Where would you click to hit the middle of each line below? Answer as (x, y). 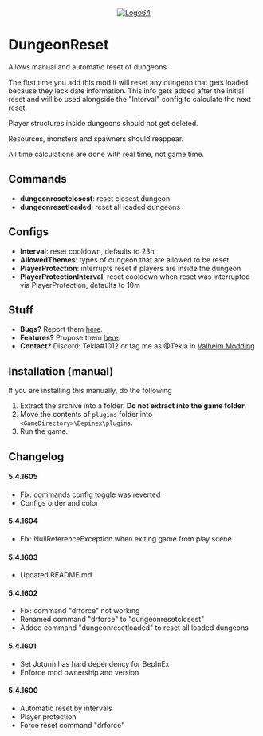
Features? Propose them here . (70, 338)
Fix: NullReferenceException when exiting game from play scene (126, 538)
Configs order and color (59, 502)
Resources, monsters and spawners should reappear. (96, 138)
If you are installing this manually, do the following (90, 391)
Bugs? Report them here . (61, 329)
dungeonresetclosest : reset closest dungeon (95, 198)
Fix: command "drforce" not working (80, 611)
